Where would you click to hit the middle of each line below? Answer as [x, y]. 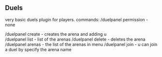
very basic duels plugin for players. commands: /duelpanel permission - [77, 19]
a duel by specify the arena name [38, 49]
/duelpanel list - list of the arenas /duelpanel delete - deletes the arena [75, 39]
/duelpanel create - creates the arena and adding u [56, 34]
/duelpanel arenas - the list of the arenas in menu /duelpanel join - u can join [81, 44]
